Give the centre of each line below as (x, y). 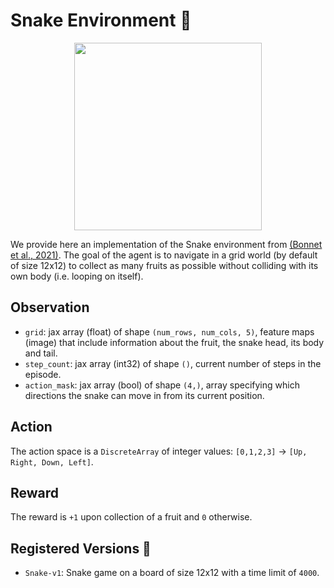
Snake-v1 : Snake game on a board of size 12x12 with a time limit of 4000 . (172, 573)
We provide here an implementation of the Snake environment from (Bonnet (166, 244)
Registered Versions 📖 (81, 548)
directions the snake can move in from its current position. (144, 395)
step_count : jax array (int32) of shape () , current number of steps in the (173, 363)
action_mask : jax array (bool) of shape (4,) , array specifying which (162, 385)
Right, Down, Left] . (52, 461)
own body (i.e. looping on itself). (77, 276)
